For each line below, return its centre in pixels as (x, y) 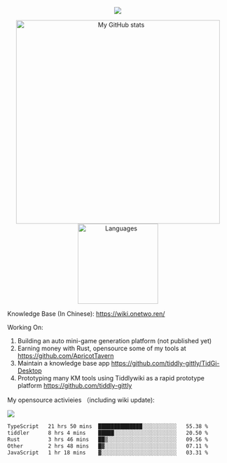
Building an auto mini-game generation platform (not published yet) (115, 341)
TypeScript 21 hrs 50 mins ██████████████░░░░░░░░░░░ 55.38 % (108, 427)
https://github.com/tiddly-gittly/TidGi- (165, 363)
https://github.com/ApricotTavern (66, 356)
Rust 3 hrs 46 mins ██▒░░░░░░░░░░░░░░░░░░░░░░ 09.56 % (108, 439)
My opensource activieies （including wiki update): (81, 400)
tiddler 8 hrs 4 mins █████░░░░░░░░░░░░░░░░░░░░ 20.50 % (108, 433)
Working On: (25, 327)
